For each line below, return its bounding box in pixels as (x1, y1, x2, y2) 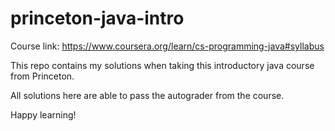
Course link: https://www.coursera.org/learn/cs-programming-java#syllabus (10, 40, 325, 52)
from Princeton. (10, 70, 75, 82)
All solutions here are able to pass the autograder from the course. (10, 89, 285, 101)
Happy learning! (10, 108, 77, 121)
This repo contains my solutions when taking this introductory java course (10, 59, 315, 71)
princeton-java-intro (10, 7, 185, 30)
